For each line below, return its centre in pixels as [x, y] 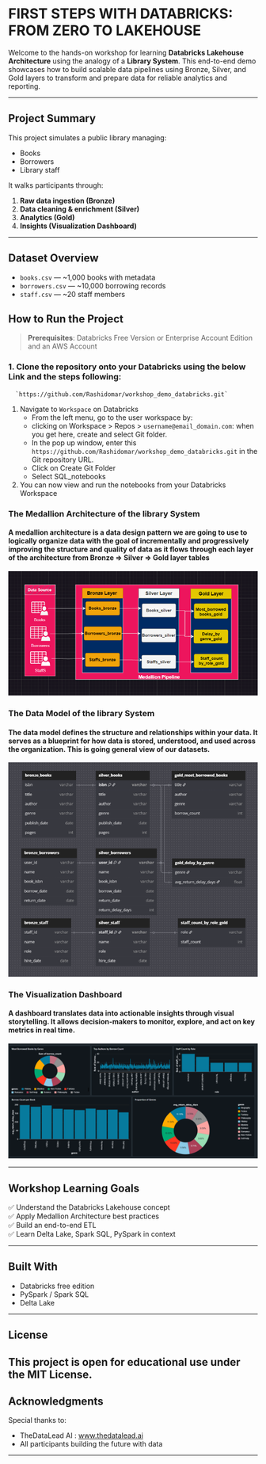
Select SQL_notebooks [68, 476]
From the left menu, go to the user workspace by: [112, 417]
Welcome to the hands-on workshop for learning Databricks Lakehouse [126, 52]
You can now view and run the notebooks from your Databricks [123, 485]
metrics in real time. [42, 1030]
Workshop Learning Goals [74, 1188]
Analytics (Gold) [47, 217]
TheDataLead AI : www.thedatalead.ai [82, 1435]
